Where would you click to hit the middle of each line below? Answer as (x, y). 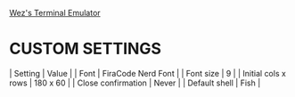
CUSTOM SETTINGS (86, 49)
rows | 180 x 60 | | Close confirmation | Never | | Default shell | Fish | (135, 83)
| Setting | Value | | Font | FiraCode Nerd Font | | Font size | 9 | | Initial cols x (148, 73)
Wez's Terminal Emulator (55, 13)
